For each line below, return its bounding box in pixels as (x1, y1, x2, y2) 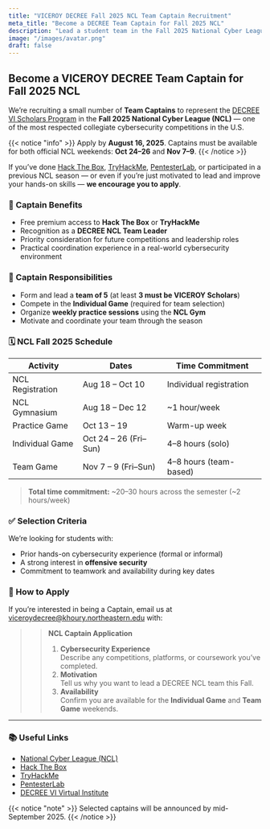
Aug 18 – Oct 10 (82, 379, 145, 390)
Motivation (59, 670, 98, 679)
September (8, 811, 46, 821)
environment (19, 252, 63, 261)
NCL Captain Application (47, 629, 133, 638)
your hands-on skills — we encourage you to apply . (8, 179, 182, 189)
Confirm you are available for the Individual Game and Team (59, 696, 262, 705)
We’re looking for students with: (8, 534, 114, 544)
